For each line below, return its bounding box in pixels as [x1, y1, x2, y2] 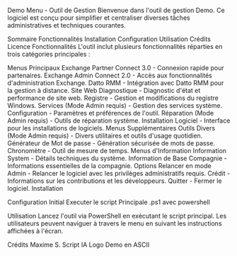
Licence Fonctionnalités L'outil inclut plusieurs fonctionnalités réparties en [7, 43, 223, 50]
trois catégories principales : [7, 50, 91, 58]
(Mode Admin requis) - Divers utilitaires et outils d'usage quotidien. [7, 131, 203, 140]
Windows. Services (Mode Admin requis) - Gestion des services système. [7, 101, 223, 109]
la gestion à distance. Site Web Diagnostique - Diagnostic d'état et [7, 87, 201, 94]
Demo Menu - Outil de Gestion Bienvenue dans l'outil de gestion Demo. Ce [7, 6, 225, 14]
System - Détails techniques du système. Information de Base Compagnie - [7, 154, 228, 162]
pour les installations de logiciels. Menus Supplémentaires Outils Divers [7, 124, 216, 132]
